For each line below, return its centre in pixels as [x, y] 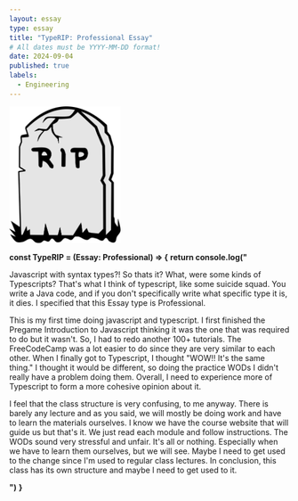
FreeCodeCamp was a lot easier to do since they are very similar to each [142, 349]
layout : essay [36, 19]
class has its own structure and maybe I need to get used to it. [123, 470]
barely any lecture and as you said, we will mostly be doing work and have [145, 414]
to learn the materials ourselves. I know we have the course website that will [149, 423]
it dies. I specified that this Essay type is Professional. [108, 303]
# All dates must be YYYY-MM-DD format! [85, 47]
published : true [39, 66]
